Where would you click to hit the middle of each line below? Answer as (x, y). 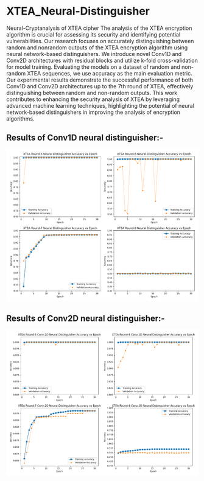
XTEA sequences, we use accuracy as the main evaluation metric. (110, 73)
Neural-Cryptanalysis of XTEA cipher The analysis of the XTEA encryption (99, 28)
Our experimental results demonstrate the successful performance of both (100, 80)
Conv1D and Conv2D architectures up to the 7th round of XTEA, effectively (100, 86)
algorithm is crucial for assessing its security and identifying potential (93, 34)
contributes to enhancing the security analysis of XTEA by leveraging (93, 99)
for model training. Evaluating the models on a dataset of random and (93, 67)
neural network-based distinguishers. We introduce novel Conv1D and (94, 54)
